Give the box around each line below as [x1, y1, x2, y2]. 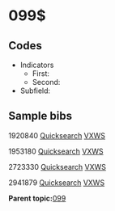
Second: [32, 78, 61, 87]
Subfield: [19, 86, 51, 95]
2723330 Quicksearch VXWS [8, 162, 107, 171]
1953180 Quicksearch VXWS [8, 146, 104, 156]
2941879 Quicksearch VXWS [8, 177, 105, 188]
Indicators [19, 60, 54, 70]
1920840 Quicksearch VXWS [8, 130, 106, 140]
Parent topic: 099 [8, 193, 66, 203]
